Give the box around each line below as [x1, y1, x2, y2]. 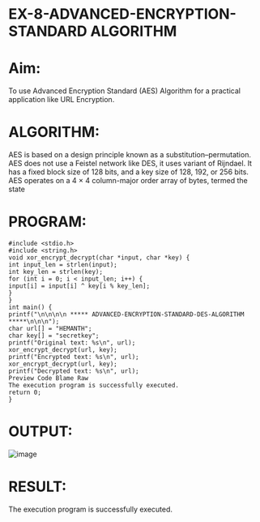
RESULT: [8, 477, 67, 496]
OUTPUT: [8, 422, 73, 441]
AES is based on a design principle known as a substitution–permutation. [8, 150, 251, 160]
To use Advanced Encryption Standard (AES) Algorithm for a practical [8, 86, 241, 96]
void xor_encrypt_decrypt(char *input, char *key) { [8, 254, 190, 262]
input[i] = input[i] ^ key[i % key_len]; [8, 282, 151, 290]
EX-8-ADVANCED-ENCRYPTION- [8, 5, 237, 24]
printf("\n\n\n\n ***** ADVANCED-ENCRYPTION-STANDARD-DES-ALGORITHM [8, 310, 245, 319]
